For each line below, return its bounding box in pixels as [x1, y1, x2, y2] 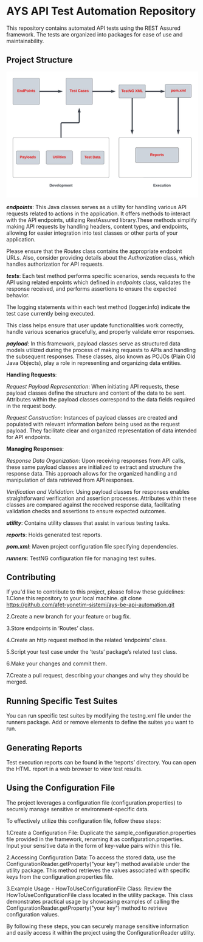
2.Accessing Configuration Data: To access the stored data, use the [6, 853, 176, 861]
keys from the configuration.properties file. [6, 873, 114, 880]
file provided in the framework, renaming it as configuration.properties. [6, 835, 184, 843]
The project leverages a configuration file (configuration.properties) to [6, 798, 182, 806]
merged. [6, 678, 27, 685]
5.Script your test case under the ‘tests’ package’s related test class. [6, 648, 177, 656]
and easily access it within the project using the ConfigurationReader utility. [6, 929, 196, 936]
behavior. [6, 291, 30, 299]
